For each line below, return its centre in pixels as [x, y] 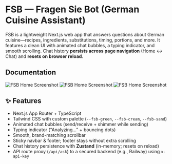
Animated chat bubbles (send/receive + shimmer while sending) [81, 124]
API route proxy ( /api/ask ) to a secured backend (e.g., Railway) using [86, 151]
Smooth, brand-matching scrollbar [49, 135]
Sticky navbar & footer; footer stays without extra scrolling [74, 140]
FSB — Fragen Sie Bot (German [72, 9]
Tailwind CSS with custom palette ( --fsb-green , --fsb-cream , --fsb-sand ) [90, 118]
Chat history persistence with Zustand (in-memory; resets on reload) [86, 146]
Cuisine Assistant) [45, 20]
